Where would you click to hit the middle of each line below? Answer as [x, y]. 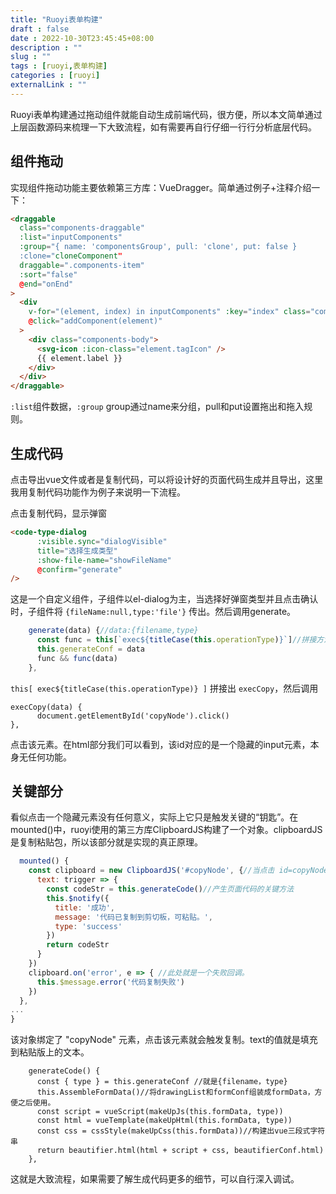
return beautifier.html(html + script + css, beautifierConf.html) [180, 1151]
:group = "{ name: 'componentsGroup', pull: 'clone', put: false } [158, 247]
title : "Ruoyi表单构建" [56, 19]
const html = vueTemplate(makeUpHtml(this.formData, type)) [164, 1121]
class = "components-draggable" [82, 228]
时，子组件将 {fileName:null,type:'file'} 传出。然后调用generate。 [153, 612]
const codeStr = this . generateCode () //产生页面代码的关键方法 [170, 889]
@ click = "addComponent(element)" [95, 321]
